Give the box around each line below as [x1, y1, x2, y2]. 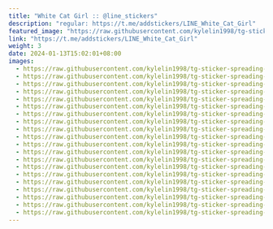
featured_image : [8, 27, 63, 35]
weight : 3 [8, 42, 42, 50]
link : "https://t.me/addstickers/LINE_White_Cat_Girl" [8, 34, 198, 43]
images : [8, 58, 35, 66]
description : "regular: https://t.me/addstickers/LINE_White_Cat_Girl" [8, 19, 256, 28]
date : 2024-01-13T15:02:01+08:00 [8, 50, 122, 58]
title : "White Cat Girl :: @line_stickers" [8, 11, 158, 20]
